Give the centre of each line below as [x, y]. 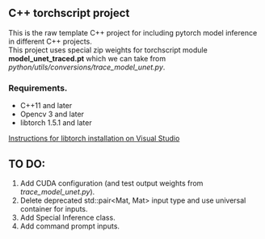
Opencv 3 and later [52, 114]
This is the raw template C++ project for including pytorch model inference [133, 32]
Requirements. [38, 88]
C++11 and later [46, 106]
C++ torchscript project [69, 13]
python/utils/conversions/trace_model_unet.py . [87, 67]
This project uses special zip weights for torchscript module [108, 50]
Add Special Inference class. [67, 217]
